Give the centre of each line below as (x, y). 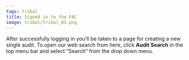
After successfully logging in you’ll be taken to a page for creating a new (93, 39)
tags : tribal (22, 11)
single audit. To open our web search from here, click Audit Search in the (94, 45)
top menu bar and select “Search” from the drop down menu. (80, 51)
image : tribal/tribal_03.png (42, 22)
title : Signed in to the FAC (42, 17)
